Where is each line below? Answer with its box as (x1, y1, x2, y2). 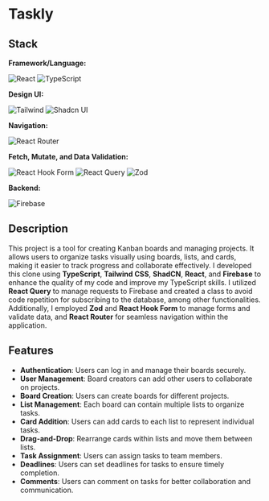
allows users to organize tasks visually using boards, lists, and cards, (8, 251, 237, 262)
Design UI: (8, 89, 44, 99)
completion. (19, 468, 60, 478)
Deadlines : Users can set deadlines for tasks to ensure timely (19, 459, 225, 469)
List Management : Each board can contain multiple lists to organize (19, 400, 245, 409)
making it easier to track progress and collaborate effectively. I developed (8, 260, 252, 270)
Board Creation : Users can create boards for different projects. (19, 391, 230, 400)
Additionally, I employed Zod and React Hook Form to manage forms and (8, 303, 251, 313)
